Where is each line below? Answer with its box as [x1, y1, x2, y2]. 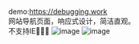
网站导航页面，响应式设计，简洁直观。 [8, 16, 135, 26]
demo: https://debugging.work [8, 7, 108, 16]
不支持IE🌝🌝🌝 [8, 26, 50, 35]
